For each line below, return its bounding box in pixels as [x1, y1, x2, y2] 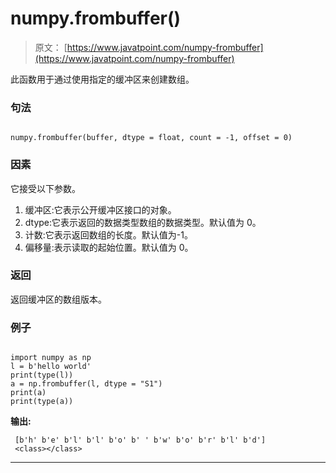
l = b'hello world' [10, 362, 92, 372]
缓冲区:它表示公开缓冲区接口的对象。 [24, 203, 177, 216]
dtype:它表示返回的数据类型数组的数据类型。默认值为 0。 [24, 216, 262, 228]
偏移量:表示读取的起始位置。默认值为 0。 [24, 241, 194, 253]
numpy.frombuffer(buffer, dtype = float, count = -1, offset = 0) [10, 133, 293, 143]
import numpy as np [10, 353, 92, 363]
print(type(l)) [10, 370, 74, 381]
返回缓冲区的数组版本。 [10, 293, 107, 305]
